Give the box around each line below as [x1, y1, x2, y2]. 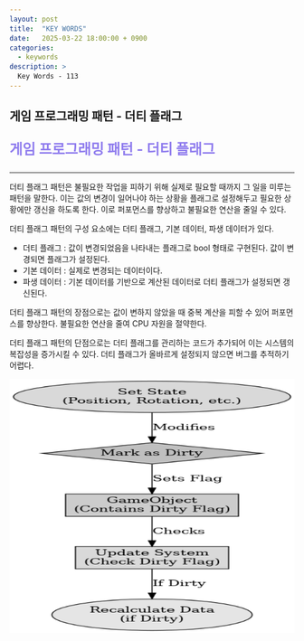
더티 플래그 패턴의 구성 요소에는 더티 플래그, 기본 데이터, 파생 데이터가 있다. [9, 223, 274, 234]
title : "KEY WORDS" [9, 24, 88, 33]
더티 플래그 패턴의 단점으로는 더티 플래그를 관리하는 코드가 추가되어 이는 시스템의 [9, 337, 295, 348]
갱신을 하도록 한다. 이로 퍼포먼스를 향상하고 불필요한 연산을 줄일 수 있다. [33, 204, 287, 215]
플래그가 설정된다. [46, 254, 110, 265]
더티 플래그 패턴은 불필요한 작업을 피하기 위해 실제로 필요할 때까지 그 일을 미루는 [9, 182, 292, 193]
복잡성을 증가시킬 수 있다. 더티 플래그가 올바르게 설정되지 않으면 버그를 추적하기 [9, 349, 290, 360]
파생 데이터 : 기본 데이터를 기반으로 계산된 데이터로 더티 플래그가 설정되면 [22, 277, 281, 288]
